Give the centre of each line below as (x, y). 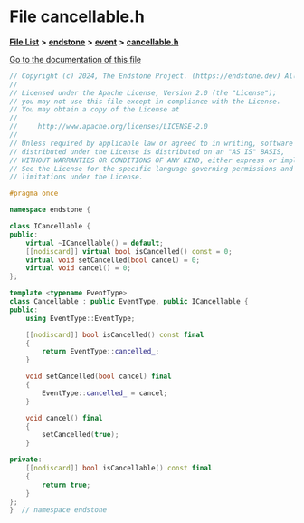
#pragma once (34, 194)
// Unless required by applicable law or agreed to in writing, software (152, 143)
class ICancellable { (50, 227)
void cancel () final (64, 418)
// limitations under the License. (76, 177)
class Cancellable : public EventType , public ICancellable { (129, 302)
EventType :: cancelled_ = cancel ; (105, 393)
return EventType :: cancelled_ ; (101, 352)
